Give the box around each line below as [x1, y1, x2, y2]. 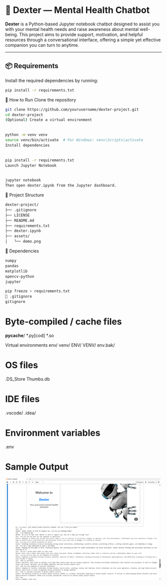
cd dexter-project [5, 112, 43, 117]
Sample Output [5, 461, 69, 472]
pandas [5, 263, 19, 268]
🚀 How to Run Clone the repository [5, 97, 76, 102]
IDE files [5, 393, 40, 405]
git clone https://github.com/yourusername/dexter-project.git [5, 107, 139, 112]
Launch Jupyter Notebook [5, 163, 57, 168]
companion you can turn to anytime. [5, 42, 80, 48]
